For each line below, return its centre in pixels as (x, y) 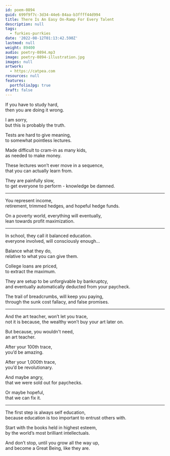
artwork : (14, 66)
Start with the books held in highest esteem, (51, 427)
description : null (25, 24)
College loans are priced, (31, 266)
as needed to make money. (33, 156)
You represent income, (29, 200)
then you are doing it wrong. (35, 110)
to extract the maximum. (31, 271)
